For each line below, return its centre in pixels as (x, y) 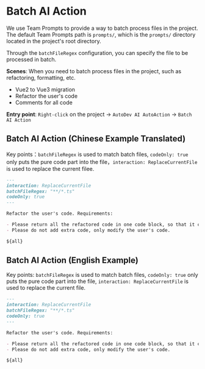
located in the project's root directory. (54, 41)
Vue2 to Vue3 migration (45, 89)
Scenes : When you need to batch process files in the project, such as (94, 71)
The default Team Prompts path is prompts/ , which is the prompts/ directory (101, 34)
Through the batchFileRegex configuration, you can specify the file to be (97, 52)
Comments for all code (44, 102)
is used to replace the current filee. (50, 168)
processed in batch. (31, 59)
